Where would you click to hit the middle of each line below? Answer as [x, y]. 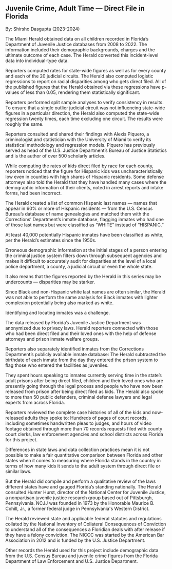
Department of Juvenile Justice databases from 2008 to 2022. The [76, 44]
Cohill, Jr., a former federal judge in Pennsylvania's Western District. [78, 508]
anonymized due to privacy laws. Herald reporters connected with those [82, 328]
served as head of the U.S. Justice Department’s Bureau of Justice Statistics [86, 150]
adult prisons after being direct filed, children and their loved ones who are [84, 380]
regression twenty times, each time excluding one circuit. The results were [84, 119]
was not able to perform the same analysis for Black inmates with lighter [82, 297]
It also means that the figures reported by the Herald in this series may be [83, 276]
